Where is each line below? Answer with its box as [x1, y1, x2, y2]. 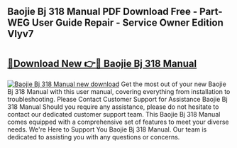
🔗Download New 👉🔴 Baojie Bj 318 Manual [7, 57, 197, 70]
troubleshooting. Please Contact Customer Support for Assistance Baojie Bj [7, 95, 228, 103]
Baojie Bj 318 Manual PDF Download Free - [7, 6, 198, 18]
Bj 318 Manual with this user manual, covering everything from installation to [7, 88, 231, 95]
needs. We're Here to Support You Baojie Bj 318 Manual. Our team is [7, 125, 207, 134]
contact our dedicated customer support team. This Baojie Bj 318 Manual [7, 110, 221, 118]
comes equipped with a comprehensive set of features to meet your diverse [7, 117, 229, 126]
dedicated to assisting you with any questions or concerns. [7, 133, 180, 141]
